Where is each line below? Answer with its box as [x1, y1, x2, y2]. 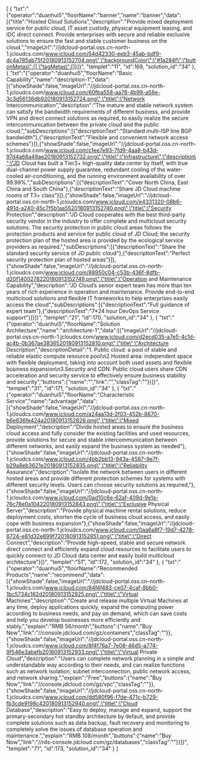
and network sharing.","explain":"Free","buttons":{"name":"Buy [6, 674, 162, 681]
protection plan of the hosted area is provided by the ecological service [6, 237, 184, 244]
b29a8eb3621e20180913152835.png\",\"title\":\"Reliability [6, 462, 148, 469]
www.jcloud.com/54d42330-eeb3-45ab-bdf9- [45, 50, 162, 57]
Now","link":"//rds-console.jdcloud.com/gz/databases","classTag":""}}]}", [6, 739, 189, 745]
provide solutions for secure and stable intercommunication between [6, 436, 178, 443]
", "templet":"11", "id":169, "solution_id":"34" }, [81, 63, 196, 70]
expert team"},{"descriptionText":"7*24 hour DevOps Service [6, 308, 160, 314]
